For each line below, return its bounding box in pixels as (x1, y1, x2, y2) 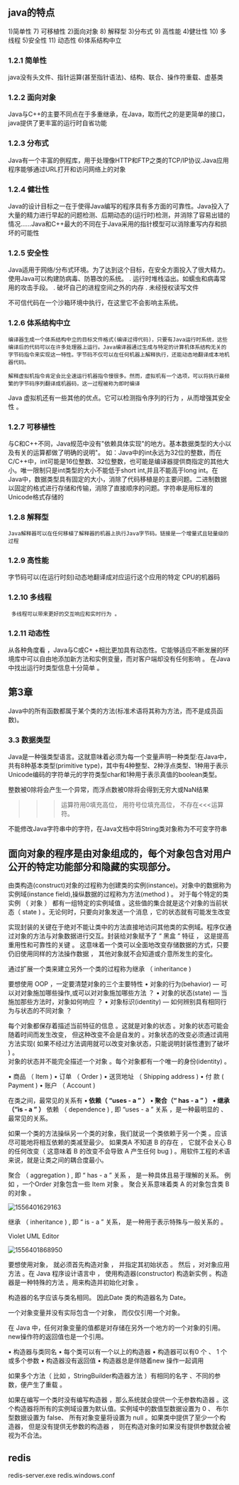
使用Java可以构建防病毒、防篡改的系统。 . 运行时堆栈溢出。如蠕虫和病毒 (8, 275, 221, 283)
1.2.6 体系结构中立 (8, 318, 71, 328)
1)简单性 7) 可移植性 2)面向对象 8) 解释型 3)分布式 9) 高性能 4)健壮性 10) (8, 27, 218, 36)
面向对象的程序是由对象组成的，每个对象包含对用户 (8, 847, 232, 860)
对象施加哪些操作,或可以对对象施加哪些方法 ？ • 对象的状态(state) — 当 (20, 988, 228, 997)
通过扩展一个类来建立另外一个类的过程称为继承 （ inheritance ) (8, 965, 191, 973)
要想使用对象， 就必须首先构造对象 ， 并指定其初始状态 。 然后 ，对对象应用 (8, 1260, 230, 1269)
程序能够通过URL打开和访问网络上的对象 (8, 164, 126, 173)
